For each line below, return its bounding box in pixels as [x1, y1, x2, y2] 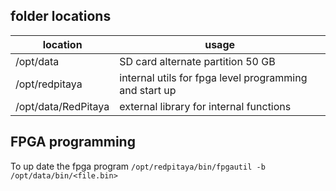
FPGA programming [10, 134, 136, 151]
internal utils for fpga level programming [119, 70, 308, 84]
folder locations [10, 8, 112, 25]
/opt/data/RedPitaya [15, 99, 110, 113]
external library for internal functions [119, 99, 292, 113]
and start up [119, 83, 177, 97]
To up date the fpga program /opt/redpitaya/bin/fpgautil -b [10, 160, 266, 172]
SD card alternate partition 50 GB [119, 54, 276, 68]
